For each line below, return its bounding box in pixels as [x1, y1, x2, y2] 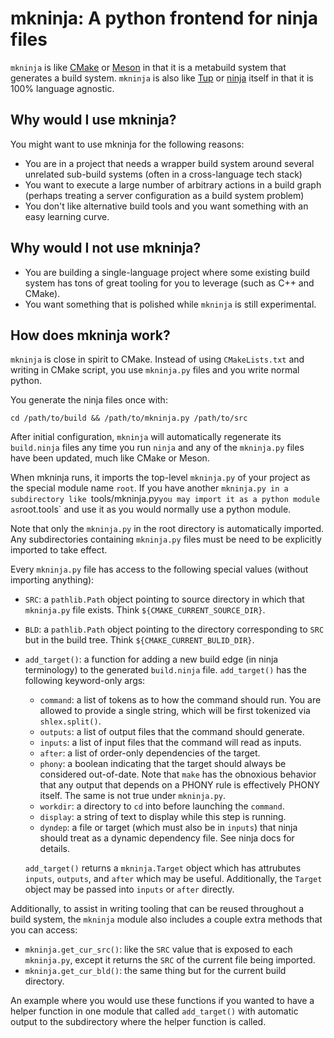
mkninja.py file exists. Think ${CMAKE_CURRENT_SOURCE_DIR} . [24, 604, 266, 616]
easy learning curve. [24, 210, 110, 222]
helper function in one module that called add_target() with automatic [10, 1005, 299, 1017]
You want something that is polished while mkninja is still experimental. [24, 298, 317, 310]
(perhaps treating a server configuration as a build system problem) [24, 189, 305, 201]
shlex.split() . [39, 715, 102, 727]
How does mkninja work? [10, 327, 171, 344]
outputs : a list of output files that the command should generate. [39, 726, 305, 738]
